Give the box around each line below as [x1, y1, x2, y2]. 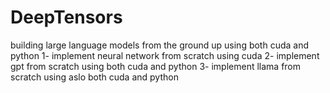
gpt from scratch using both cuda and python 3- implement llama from [10, 60, 302, 72]
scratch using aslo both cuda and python [10, 71, 179, 83]
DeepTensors [10, 6, 123, 29]
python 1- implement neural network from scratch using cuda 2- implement [10, 49, 320, 61]
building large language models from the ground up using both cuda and [10, 39, 310, 51]
